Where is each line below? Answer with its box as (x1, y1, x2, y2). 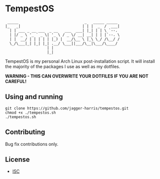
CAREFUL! (5, 78, 27, 84)
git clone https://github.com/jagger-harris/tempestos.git (5, 106, 129, 111)
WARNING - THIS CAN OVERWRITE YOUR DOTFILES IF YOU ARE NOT (5, 73, 149, 79)
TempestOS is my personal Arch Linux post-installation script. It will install (5, 58, 155, 64)
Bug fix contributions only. (5, 141, 59, 147)
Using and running (5, 92, 63, 101)
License (5, 155, 30, 164)
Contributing (5, 128, 45, 136)
